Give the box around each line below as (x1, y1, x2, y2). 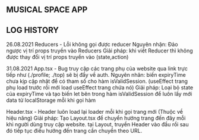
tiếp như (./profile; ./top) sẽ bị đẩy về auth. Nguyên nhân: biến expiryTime (6, 71, 186, 79)
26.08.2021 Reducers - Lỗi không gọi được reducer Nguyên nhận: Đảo (6, 41, 178, 48)
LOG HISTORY (6, 25, 59, 35)
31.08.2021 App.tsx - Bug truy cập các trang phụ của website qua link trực (6, 65, 188, 72)
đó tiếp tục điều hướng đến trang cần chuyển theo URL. (6, 127, 143, 135)
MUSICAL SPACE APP (6, 5, 88, 15)
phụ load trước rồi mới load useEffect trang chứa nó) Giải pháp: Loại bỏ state (6, 84, 194, 91)
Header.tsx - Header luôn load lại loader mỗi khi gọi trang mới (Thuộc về (6, 108, 183, 116)
